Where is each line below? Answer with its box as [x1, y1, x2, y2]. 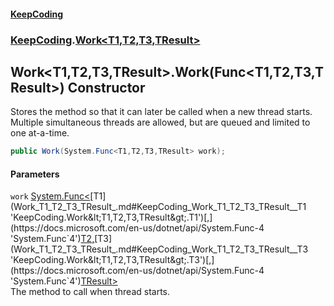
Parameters [10, 168, 60, 180]
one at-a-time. [10, 127, 70, 139]
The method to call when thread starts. [10, 286, 171, 298]
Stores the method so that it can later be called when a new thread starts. [10, 106, 313, 118]
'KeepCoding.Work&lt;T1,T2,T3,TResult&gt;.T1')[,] [10, 211, 213, 224]
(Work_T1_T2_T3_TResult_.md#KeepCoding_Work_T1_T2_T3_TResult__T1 [10, 201, 307, 213]
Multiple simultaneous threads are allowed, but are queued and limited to [10, 116, 311, 129]
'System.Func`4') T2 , [10, 233, 95, 245]
